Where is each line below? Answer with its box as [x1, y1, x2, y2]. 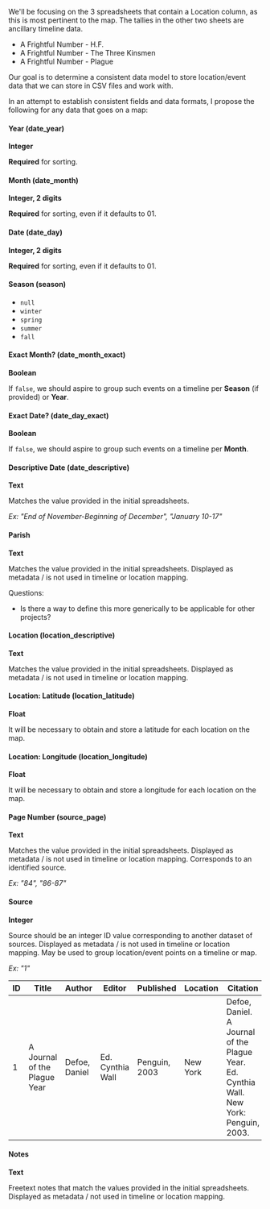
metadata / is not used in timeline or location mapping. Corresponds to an [8, 854, 252, 864]
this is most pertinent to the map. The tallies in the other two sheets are [8, 15, 244, 25]
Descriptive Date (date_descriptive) [8, 463, 130, 472]
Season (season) [8, 280, 67, 289]
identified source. [8, 862, 67, 873]
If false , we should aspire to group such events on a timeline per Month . [8, 444, 249, 454]
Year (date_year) [8, 123, 65, 133]
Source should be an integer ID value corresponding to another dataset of [8, 930, 253, 940]
